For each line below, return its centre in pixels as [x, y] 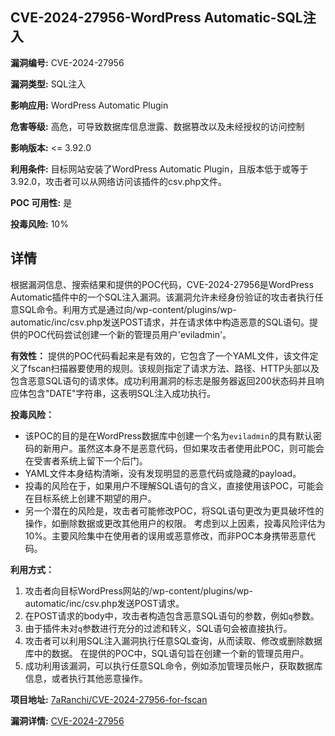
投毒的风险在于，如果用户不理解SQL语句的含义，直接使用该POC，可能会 [174, 485]
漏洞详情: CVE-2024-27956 [67, 720]
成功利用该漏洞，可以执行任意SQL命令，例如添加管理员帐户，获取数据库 [173, 665]
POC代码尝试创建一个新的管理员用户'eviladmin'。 [129, 334]
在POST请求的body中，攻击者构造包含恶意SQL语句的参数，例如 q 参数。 [172, 615]
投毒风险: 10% [39, 224]
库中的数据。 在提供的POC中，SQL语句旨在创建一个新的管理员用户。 [167, 653]
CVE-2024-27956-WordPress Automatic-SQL [156, 18]
